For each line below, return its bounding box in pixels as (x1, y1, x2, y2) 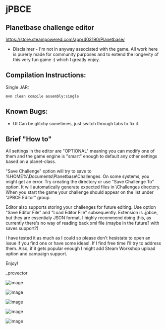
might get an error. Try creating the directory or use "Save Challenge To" (5, 179, 154, 185)
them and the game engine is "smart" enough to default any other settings (5, 153, 158, 160)
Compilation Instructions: (5, 71, 86, 80)
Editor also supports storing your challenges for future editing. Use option (5, 204, 156, 210)
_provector (5, 270, 28, 276)
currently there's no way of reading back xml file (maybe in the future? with (5, 220, 160, 226)
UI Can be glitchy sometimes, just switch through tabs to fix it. (12, 120, 140, 126)
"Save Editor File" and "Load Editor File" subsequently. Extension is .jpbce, (5, 210, 158, 216)
